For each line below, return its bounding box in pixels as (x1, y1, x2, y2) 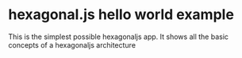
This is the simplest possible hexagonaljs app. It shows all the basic (8, 32, 229, 41)
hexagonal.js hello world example (8, 6, 234, 24)
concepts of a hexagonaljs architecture (8, 40, 136, 49)
